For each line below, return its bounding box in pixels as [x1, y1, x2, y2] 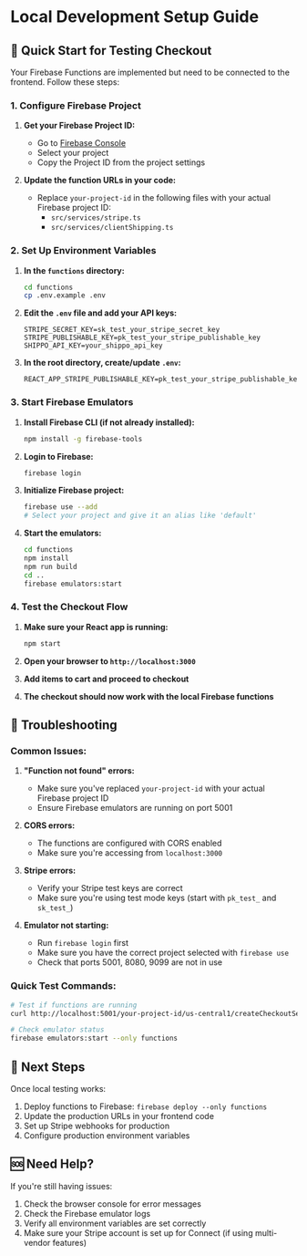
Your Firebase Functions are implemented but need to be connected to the [10, 67, 291, 78]
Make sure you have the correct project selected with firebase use [36, 947, 290, 959]
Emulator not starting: [23, 919, 109, 931]
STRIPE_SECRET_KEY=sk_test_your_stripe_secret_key [23, 326, 220, 335]
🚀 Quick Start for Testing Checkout [10, 43, 212, 58]
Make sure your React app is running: [23, 621, 169, 632]
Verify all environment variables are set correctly [23, 1218, 207, 1229]
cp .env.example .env [23, 291, 106, 300]
